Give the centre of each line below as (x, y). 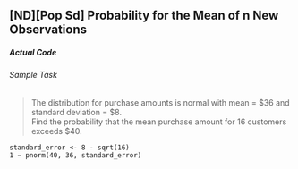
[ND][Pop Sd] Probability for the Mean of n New (144, 16)
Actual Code (33, 52)
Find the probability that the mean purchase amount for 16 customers (159, 122)
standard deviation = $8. (77, 112)
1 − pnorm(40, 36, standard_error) (76, 155)
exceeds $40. (56, 131)
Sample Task (34, 75)
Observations (48, 30)
